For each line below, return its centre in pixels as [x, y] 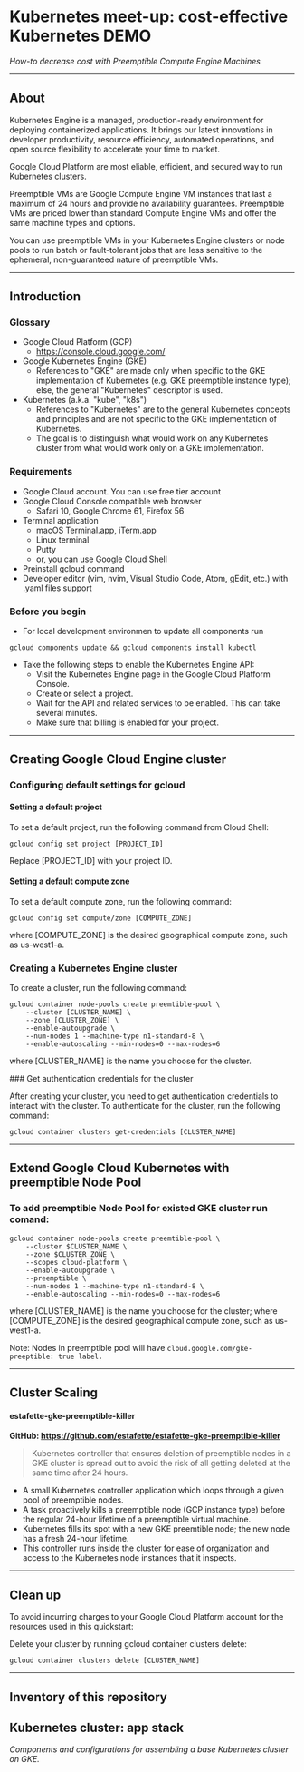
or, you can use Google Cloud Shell [101, 559]
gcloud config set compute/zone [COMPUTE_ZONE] [101, 918]
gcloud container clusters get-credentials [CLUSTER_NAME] [123, 1132]
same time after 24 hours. [80, 1473]
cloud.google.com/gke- [210, 1348]
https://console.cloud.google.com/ [100, 352]
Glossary [30, 322]
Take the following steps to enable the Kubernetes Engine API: [138, 665]
